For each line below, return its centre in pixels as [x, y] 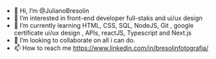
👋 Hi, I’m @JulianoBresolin [51, 11]
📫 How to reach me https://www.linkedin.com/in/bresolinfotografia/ [111, 48]
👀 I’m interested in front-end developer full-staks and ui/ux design [108, 18]
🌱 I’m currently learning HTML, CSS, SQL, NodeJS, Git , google [103, 25]
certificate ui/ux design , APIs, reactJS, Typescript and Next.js [103, 33]
